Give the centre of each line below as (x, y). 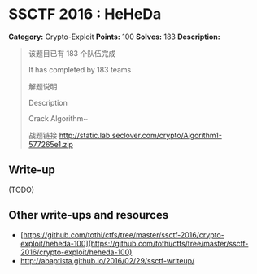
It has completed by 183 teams (80, 69)
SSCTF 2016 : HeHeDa (85, 14)
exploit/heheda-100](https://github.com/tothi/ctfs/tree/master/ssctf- (134, 243)
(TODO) (22, 189)
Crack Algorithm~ (58, 118)
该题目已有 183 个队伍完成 (72, 53)
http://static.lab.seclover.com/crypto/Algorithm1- (140, 135)
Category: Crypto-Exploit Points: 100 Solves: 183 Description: (115, 37)
